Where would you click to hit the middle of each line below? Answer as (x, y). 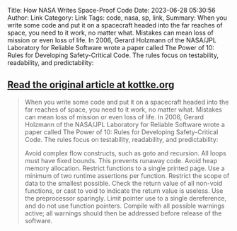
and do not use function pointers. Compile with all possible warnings (125, 206)
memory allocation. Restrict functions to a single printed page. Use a (125, 168)
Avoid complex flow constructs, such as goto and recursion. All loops (125, 153)
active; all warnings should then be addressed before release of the (123, 213)
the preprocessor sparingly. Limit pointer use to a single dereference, (126, 198)
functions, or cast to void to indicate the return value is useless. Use (124, 191)
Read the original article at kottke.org (91, 85)
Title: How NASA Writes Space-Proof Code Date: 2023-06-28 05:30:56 (111, 10)
